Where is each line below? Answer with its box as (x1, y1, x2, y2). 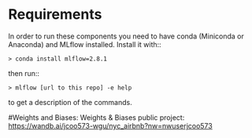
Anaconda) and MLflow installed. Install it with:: (8, 39, 161, 49)
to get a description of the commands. (8, 97, 132, 107)
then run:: (8, 68, 40, 78)
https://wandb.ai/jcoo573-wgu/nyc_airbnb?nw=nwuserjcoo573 (8, 121, 213, 130)
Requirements (8, 5, 102, 24)
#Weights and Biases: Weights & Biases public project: (8, 112, 185, 122)
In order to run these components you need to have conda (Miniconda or (8, 31, 244, 41)
